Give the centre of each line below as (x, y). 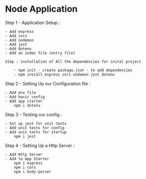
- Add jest (16, 44)
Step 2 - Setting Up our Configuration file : (48, 83)
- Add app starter (24, 101)
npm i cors (25, 167)
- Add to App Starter (27, 159)
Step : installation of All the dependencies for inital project (73, 62)
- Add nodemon (20, 40)
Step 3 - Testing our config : (34, 114)
